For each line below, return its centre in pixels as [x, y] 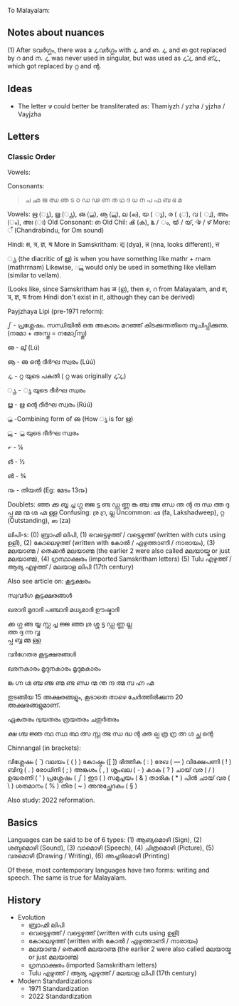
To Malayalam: [29, 10]
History [24, 900]
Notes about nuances [56, 32]
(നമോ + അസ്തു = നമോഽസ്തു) [47, 333]
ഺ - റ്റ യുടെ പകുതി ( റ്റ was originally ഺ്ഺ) [67, 376]
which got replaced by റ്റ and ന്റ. [54, 66]
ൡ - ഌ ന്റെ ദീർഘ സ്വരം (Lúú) [52, 362]
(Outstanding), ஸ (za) [39, 521]
